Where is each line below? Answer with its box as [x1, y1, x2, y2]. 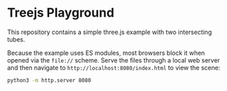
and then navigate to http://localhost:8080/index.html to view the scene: [7, 63, 221, 72]
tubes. [7, 35, 26, 43]
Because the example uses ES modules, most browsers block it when [7, 49, 206, 57]
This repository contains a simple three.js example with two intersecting [7, 28, 212, 36]
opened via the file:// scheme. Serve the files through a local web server [7, 56, 220, 64]
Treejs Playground [7, 5, 115, 21]
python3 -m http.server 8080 [7, 76, 91, 84]
